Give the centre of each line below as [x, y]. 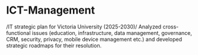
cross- [171, 27]
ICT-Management [51, 10]
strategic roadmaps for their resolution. [54, 46]
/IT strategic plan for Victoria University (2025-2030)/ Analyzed [84, 27]
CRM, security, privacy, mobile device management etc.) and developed [94, 39]
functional [18, 33]
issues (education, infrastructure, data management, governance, [112, 33]
